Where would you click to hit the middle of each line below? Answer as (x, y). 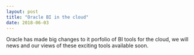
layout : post (22, 12)
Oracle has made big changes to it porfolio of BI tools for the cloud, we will (97, 40)
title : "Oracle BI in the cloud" (47, 17)
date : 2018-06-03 (28, 22)
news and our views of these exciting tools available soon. (77, 46)
